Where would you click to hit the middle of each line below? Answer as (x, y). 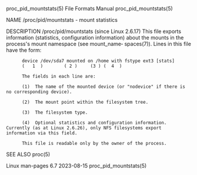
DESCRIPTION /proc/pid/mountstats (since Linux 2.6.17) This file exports (94, 31)
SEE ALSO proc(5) (28, 154)
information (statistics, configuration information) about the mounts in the (95, 37)
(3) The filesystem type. (55, 113)
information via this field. (42, 133)
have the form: (24, 50)
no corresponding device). (39, 92)
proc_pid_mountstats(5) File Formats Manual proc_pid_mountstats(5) (90, 9)
